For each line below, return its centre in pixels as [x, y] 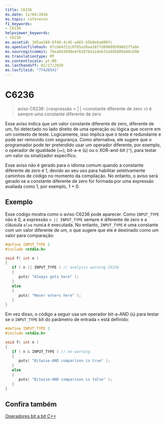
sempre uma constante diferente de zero [59, 114]
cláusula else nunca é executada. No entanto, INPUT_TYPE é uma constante [82, 225]
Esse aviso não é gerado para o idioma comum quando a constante [74, 165]
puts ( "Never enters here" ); [50, 295]
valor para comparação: [30, 235]
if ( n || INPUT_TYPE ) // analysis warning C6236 [66, 268]
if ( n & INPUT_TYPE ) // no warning [51, 352]
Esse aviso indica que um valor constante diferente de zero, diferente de [80, 123]
